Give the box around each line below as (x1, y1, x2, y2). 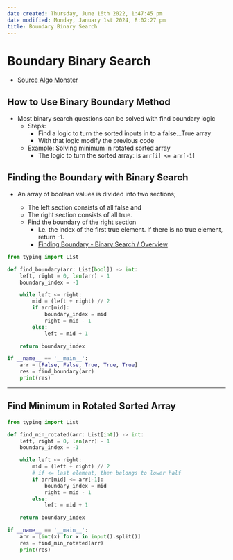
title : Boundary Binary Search (7, 23, 98, 30)
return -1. (37, 232, 64, 241)
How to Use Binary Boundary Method (7, 96, 171, 108)
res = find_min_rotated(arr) (19, 539, 104, 547)
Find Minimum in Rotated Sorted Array (7, 400, 176, 412)
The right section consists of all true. (27, 210, 133, 219)
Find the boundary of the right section (27, 218, 137, 226)
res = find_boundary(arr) (19, 368, 95, 375)
